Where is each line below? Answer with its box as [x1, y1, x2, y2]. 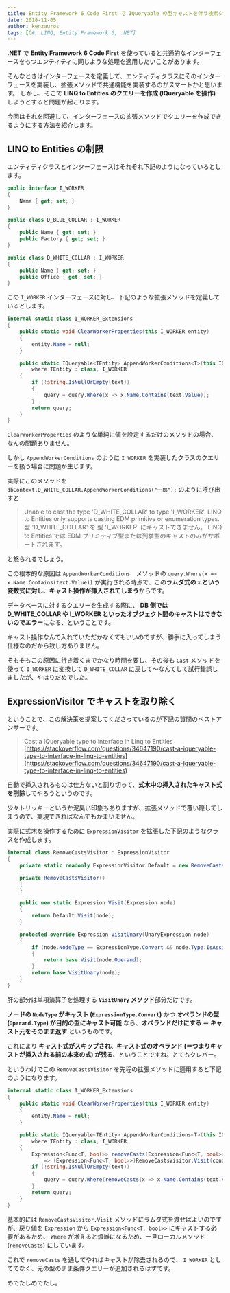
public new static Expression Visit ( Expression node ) [19, 900, 176, 906]
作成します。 [18, 836, 55, 844]
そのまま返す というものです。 [30, 1027, 116, 1035]
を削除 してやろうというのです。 [7, 789, 97, 797]
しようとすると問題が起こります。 [7, 98, 103, 106]
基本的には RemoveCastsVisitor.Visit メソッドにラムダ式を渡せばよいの [7, 1215, 210, 1223]
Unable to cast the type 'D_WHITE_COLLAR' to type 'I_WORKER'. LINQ [23, 507, 222, 516]
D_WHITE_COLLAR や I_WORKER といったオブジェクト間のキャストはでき [7, 610, 217, 618]
